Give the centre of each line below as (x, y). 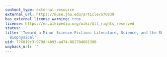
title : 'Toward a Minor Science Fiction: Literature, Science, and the (81, 33)
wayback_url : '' (22, 47)
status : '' (16, 28)
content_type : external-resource (40, 10)
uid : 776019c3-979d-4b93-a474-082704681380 (51, 42)
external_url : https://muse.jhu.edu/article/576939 (60, 14)
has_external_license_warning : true (43, 19)
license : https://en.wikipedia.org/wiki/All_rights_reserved (70, 24)
